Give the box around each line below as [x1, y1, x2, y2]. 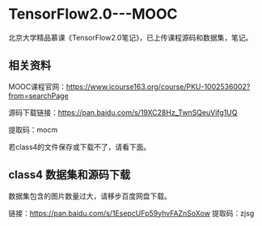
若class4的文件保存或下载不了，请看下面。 [8, 142, 151, 151]
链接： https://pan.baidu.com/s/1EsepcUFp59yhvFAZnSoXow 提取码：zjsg [8, 208, 255, 218]
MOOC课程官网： [8, 82, 67, 92]
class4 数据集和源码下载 [8, 168, 131, 182]
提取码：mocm [8, 125, 58, 134]
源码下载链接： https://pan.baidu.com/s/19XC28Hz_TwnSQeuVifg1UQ [8, 107, 238, 117]
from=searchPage [8, 91, 69, 100]
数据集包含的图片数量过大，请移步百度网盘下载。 [8, 191, 171, 201]
